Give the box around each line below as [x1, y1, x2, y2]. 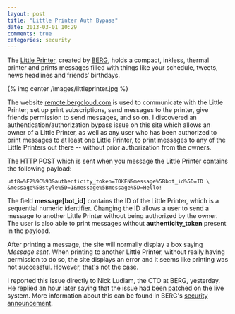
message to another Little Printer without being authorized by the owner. [7, 212, 218, 220]
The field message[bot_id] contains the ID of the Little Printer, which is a [7, 197, 219, 205]
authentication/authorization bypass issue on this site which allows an [7, 121, 210, 129]
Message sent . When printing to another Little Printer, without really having [7, 248, 226, 256]
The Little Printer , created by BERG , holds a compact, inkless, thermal [7, 56, 210, 64]
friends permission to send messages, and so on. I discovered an [7, 114, 198, 122]
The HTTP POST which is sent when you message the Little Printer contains [7, 157, 228, 166]
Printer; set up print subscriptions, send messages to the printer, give [7, 106, 209, 114]
